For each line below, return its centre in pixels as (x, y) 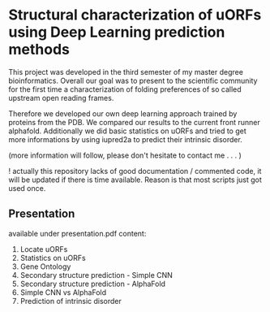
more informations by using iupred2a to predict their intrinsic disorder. (126, 139)
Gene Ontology (45, 266)
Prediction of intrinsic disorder (71, 301)
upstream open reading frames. (61, 97)
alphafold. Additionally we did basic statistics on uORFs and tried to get (128, 131)
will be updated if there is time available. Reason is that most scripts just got (135, 180)
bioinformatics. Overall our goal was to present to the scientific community (133, 80)
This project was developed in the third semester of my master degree (126, 71)
